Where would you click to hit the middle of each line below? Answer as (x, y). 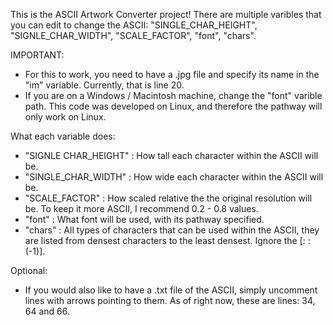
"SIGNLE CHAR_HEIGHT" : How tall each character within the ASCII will (171, 155)
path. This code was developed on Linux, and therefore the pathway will (173, 106)
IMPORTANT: (37, 55)
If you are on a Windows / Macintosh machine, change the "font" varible (173, 95)
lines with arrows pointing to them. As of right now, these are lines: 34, (170, 300)
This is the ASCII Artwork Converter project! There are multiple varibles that (166, 14)
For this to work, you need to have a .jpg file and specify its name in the (172, 74)
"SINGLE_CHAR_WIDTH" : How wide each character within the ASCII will (174, 177)
